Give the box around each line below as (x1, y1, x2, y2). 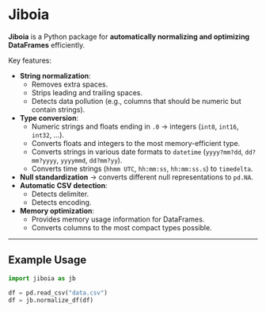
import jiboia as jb (8, 274, 77, 283)
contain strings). (31, 105, 85, 114)
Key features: (8, 56, 51, 65)
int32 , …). (31, 129, 65, 140)
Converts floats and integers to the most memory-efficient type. (31, 138, 241, 148)
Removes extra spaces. (31, 79, 108, 89)
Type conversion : (19, 113, 79, 122)
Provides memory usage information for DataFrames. (31, 214, 205, 224)
